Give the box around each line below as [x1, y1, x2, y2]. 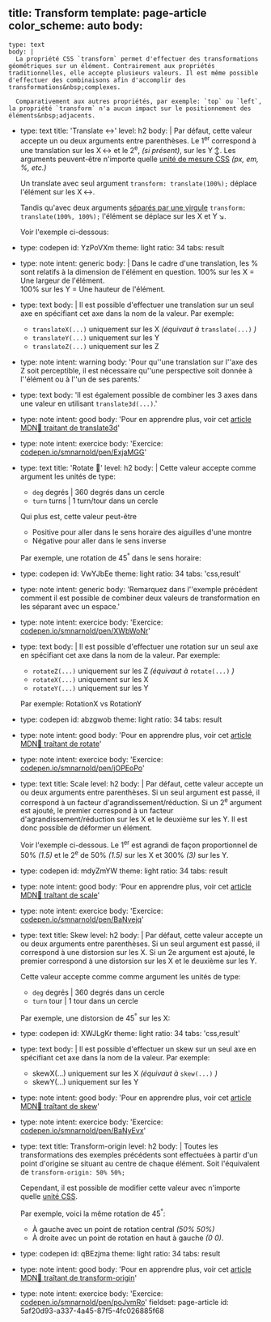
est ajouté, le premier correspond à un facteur [19, 806, 174, 816]
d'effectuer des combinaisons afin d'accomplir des [8, 76, 186, 84]
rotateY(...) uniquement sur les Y [32, 683, 149, 693]
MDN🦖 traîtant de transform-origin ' [19, 1273, 138, 1283]
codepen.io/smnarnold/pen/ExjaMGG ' [19, 447, 147, 457]
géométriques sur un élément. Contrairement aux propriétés [8, 62, 216, 70]
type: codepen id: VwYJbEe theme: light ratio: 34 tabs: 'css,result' [19, 569, 241, 578]
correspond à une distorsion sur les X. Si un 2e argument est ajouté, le [19, 947, 256, 957]
